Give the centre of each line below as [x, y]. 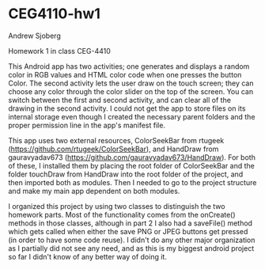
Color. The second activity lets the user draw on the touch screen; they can [131, 83]
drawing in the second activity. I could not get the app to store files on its [127, 108]
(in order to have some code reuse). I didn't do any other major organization [132, 240]
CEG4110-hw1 [55, 14]
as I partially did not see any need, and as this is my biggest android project [131, 248]
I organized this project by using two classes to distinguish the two [117, 206]
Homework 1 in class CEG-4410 [59, 51]
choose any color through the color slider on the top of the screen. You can [131, 91]
